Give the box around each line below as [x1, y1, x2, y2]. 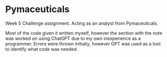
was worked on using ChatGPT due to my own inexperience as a [5, 35, 141, 41]
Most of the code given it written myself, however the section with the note [5, 30, 162, 36]
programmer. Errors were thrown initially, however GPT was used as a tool [5, 40, 161, 46]
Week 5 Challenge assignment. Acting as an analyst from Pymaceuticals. [5, 20, 158, 26]
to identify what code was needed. [5, 46, 78, 52]
